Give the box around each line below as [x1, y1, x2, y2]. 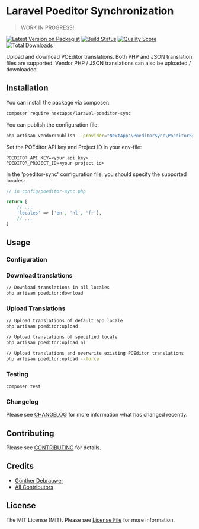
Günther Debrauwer [14, 477, 63, 484]
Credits [6, 461, 34, 471]
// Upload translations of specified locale [6, 334, 118, 340]
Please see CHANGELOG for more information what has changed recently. [6, 411, 188, 418]
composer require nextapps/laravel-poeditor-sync [6, 110, 131, 116]
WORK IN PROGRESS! [20, 24, 75, 31]
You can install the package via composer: [6, 99, 110, 106]
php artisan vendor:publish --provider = [6, 133, 108, 138]
